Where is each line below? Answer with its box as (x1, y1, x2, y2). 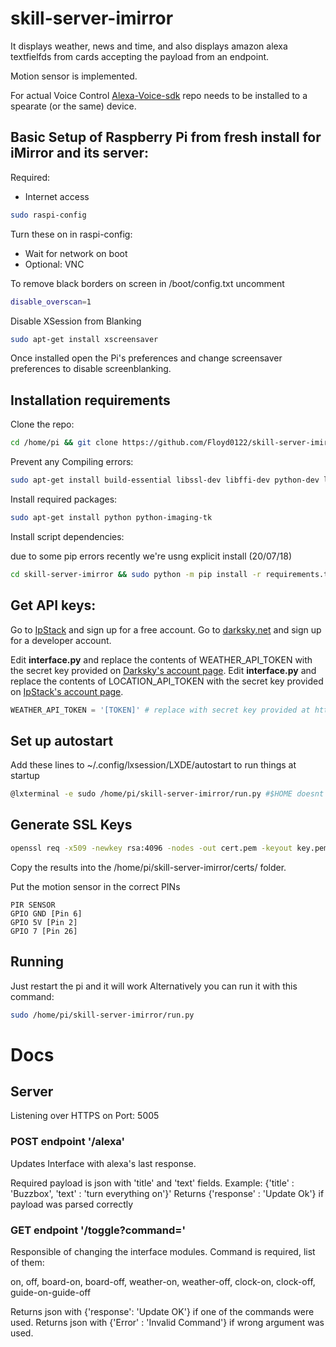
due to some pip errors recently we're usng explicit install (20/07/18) (10, 550, 293, 562)
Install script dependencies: (10, 530, 125, 542)
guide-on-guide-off (10, 1287, 92, 1299)
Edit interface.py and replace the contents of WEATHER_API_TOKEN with (10, 653, 313, 666)
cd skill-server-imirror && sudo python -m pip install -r (10, 569, 262, 579)
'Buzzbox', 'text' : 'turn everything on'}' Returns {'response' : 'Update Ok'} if (10, 1187, 325, 1199)
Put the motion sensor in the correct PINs (10, 880, 181, 892)
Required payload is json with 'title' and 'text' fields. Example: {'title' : (10, 1177, 295, 1189)
